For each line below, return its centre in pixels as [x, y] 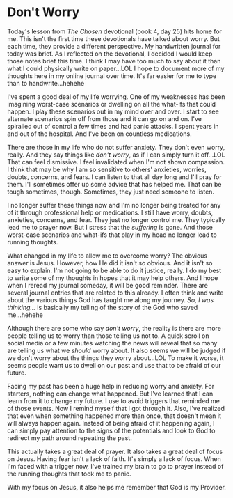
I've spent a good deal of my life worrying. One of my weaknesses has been [116, 96]
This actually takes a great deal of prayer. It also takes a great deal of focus [115, 451]
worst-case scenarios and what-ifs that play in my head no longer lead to [112, 235]
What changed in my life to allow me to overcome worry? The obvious [107, 256]
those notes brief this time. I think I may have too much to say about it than [114, 61]
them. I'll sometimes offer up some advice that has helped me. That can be [114, 184]
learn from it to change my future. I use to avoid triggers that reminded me [114, 400]
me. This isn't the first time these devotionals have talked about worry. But [114, 38]
